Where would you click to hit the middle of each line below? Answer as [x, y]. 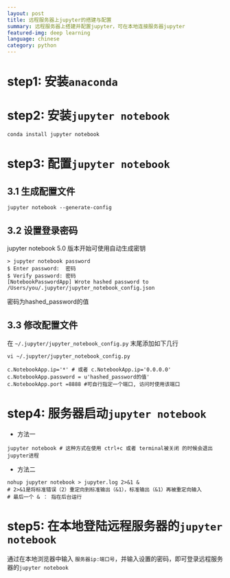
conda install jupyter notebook [53, 135]
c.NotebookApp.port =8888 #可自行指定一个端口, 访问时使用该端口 [94, 384]
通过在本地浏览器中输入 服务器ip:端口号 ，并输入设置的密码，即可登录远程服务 [115, 559]
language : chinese [33, 39]
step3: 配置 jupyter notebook [89, 164]
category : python [32, 45]
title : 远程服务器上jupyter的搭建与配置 [59, 20]
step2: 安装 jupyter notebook [89, 116]
